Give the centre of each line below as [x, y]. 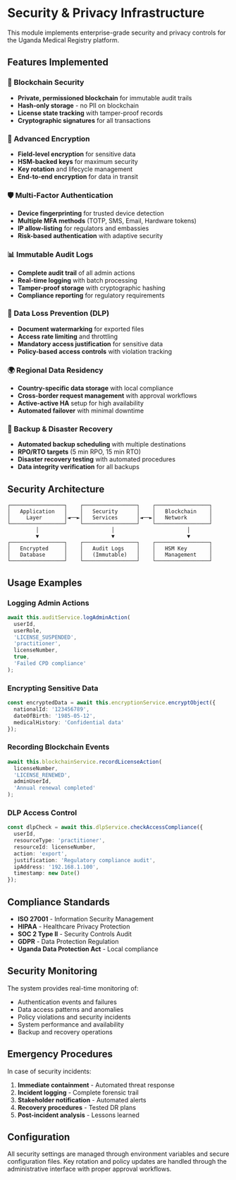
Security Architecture [56, 489]
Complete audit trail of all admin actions [76, 273]
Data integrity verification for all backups [78, 467]
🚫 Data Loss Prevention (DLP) [58, 314]
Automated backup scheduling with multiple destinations [102, 444]
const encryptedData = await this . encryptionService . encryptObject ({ [112, 703]
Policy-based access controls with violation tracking [95, 351]
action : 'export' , [41, 854]
